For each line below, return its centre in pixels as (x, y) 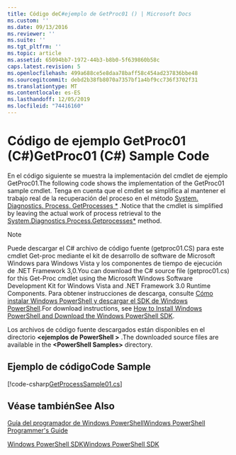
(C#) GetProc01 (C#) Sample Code (108, 156)
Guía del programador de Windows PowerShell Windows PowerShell (106, 423)
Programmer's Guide (38, 431)
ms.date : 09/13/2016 (38, 27)
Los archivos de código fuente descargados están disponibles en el (106, 329)
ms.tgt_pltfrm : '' (34, 47)
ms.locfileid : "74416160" (45, 106)
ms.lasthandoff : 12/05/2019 (49, 100)
